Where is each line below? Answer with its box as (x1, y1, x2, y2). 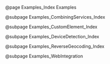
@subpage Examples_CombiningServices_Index (5, 14, 105, 20)
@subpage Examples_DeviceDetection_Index (5, 34, 99, 39)
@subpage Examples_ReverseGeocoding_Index (5, 43, 105, 49)
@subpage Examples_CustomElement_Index (5, 24, 97, 30)
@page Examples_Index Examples (5, 5, 77, 10)
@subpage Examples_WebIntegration (5, 53, 83, 59)
